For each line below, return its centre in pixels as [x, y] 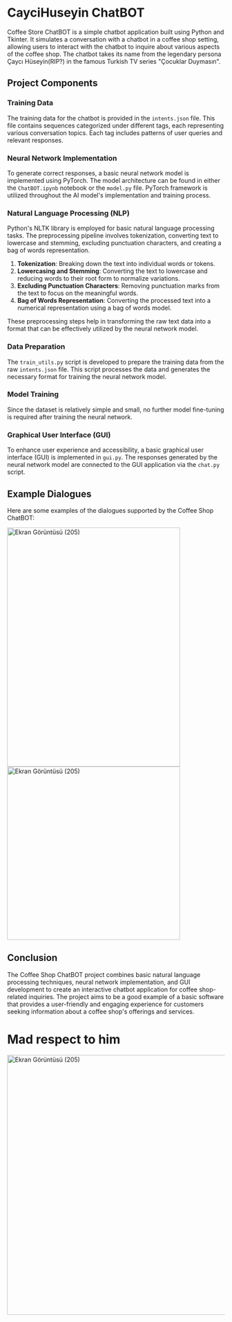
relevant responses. [35, 140]
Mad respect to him [64, 1039]
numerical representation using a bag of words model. [94, 308]
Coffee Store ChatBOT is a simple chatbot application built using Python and [116, 32]
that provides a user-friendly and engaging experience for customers [106, 1004]
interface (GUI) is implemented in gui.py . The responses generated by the [112, 457]
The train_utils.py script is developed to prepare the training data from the [116, 362]
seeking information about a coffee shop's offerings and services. [101, 1011]
